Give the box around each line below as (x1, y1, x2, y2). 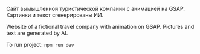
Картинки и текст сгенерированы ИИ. (6, 11, 104, 19)
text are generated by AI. (6, 29, 68, 37)
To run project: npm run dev (6, 41, 74, 48)
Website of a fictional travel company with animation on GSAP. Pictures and (6, 23, 195, 30)
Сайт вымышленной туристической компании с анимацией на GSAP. (6, 5, 185, 12)
